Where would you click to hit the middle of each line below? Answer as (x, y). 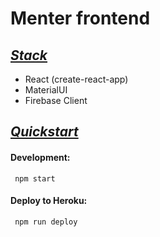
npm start (35, 178)
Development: (40, 157)
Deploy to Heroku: (49, 201)
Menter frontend (80, 18)
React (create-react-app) (76, 79)
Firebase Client (56, 100)
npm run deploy (46, 222)
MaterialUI (46, 90)
